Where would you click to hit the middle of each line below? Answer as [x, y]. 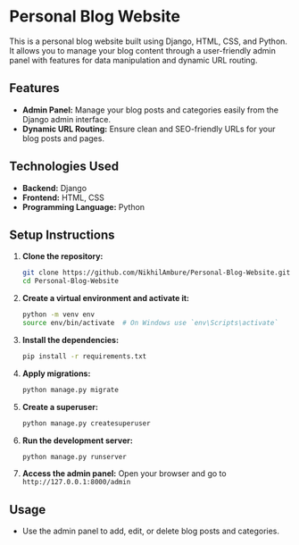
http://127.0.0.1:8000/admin [76, 482]
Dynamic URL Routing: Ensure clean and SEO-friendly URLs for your [149, 129]
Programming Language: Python [83, 206]
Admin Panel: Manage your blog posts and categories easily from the [150, 110]
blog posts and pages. [63, 138]
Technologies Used [64, 167]
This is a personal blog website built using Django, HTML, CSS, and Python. [149, 41]
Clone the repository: [62, 256]
